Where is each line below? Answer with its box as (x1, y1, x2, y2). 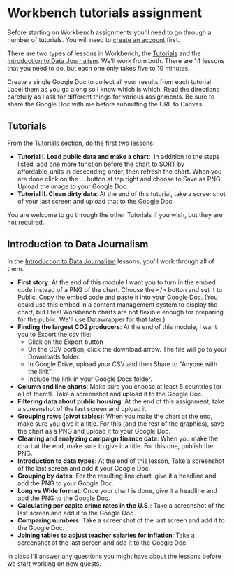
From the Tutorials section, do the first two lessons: (7, 139, 155, 147)
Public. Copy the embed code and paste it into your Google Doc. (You (17, 293, 218, 301)
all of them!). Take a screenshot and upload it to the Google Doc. (17, 389, 204, 398)
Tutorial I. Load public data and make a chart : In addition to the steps (17, 152, 220, 160)
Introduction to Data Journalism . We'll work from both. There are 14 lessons (7, 56, 225, 64)
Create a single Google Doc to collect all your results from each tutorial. (7, 77, 213, 85)
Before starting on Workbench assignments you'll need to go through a (7, 28, 212, 36)
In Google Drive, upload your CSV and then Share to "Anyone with (27, 359, 218, 368)
